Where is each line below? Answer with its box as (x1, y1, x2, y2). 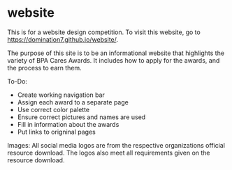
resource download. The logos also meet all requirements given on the (7, 148, 211, 157)
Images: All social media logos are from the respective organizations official (7, 141, 226, 149)
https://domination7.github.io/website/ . (7, 35, 119, 43)
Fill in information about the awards (17, 120, 119, 128)
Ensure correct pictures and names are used (17, 113, 146, 121)
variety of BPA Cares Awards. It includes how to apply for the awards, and (7, 56, 220, 64)
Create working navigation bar (17, 91, 105, 99)
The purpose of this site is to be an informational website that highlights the (7, 49, 225, 57)
